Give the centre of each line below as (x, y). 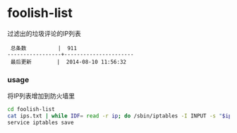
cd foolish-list (31, 110)
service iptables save (41, 122)
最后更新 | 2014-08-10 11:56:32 (68, 62)
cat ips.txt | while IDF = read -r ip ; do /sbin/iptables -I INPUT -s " (115, 116)
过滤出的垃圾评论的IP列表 (44, 33)
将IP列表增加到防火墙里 (41, 96)
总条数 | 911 (44, 48)
